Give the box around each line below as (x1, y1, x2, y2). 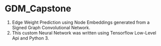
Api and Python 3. (12, 35, 49, 41)
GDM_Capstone (5, 3, 71, 14)
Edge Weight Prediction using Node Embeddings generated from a (12, 19, 150, 25)
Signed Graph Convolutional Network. (12, 24, 91, 30)
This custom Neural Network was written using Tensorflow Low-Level (12, 30, 156, 36)
